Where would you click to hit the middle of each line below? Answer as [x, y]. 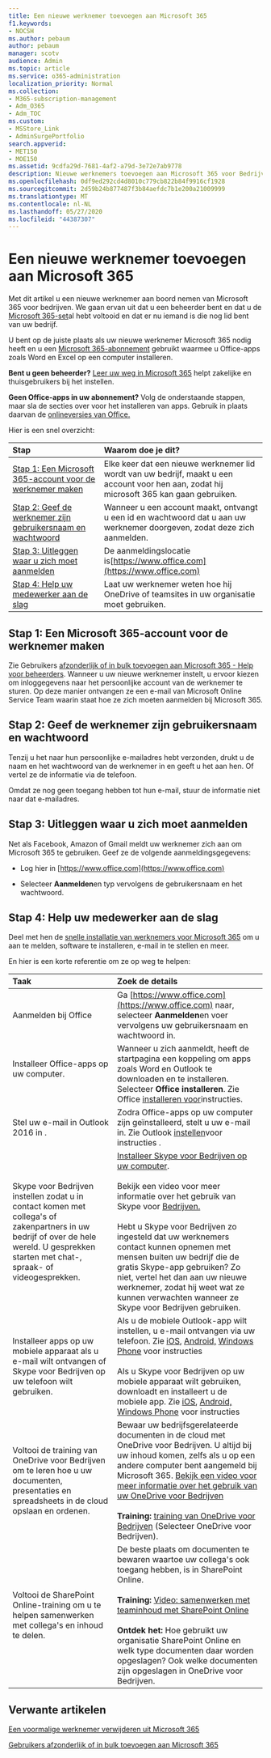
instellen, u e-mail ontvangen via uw [186, 1331]
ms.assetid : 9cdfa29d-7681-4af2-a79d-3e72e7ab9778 [95, 167]
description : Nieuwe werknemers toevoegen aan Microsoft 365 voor [122, 174]
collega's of [35, 1217]
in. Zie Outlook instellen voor [170, 1132]
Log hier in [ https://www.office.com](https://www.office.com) [122, 868]
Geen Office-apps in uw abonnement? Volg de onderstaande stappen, [127, 397]
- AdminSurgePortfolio [46, 136]
